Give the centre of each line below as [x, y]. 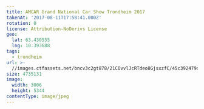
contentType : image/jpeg [38, 96]
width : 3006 [27, 85]
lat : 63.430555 [31, 40]
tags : [13, 51]
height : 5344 [28, 91]
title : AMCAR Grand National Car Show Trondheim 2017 [76, 12]
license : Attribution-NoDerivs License [57, 29]
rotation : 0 [21, 23]
